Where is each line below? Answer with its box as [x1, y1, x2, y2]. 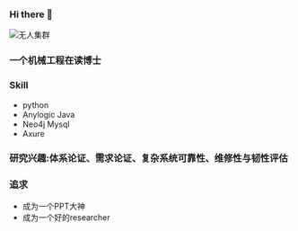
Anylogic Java [22, 109, 75, 120]
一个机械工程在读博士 [9, 54, 101, 67]
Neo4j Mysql [22, 119, 70, 129]
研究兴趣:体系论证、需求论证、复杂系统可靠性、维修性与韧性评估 [9, 152, 289, 164]
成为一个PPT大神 [22, 200, 85, 211]
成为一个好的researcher [22, 211, 110, 223]
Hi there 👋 [9, 8, 54, 21]
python [22, 99, 49, 111]
